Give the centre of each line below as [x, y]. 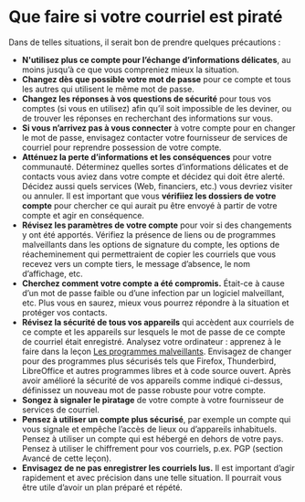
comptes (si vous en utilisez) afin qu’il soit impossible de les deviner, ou [157, 108]
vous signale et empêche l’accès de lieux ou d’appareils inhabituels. [149, 429]
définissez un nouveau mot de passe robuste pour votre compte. [144, 390]
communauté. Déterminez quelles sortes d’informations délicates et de [155, 166]
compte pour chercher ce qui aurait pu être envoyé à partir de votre [149, 205]
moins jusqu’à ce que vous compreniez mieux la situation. [130, 69]
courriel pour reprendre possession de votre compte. [121, 147]
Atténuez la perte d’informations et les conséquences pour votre [147, 156]
